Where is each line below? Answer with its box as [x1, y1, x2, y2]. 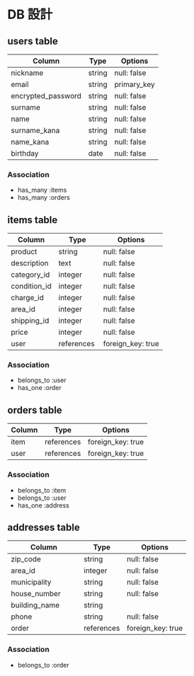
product [11, 247, 38, 257]
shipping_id [11, 316, 50, 326]
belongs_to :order [17, 660, 69, 669]
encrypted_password [11, 91, 81, 101]
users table [7, 35, 59, 47]
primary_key [114, 79, 155, 89]
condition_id [11, 281, 52, 291]
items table [7, 214, 58, 226]
